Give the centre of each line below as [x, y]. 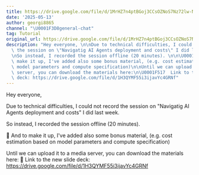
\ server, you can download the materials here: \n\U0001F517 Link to [100, 72]
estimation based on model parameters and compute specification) [88, 142]
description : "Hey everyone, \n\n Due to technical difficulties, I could [99, 45]
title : [14, 12]
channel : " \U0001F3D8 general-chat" [50, 28]
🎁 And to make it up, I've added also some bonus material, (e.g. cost [89, 136]
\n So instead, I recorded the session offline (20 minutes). [89, 56]
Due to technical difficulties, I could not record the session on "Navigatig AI [98, 106]
